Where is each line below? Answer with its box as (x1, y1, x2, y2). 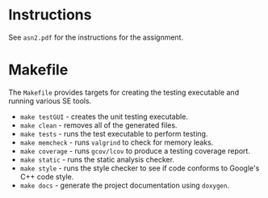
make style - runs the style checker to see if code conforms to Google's (19, 163, 260, 173)
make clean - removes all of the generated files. (19, 120, 178, 130)
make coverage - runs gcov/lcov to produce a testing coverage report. (19, 145, 250, 155)
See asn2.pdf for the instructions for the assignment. (8, 32, 184, 42)
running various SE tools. (8, 95, 92, 106)
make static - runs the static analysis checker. (19, 154, 175, 164)
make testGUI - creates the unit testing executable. (19, 112, 188, 121)
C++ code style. (19, 171, 74, 181)
